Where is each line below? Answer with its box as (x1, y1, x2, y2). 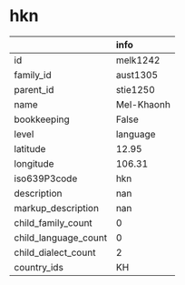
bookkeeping (14, 113, 70, 126)
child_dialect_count (14, 246, 96, 259)
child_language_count (14, 231, 107, 244)
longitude (14, 157, 54, 169)
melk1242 (115, 54, 161, 66)
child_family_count (14, 216, 92, 229)
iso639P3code (14, 172, 78, 185)
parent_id (14, 83, 54, 96)
